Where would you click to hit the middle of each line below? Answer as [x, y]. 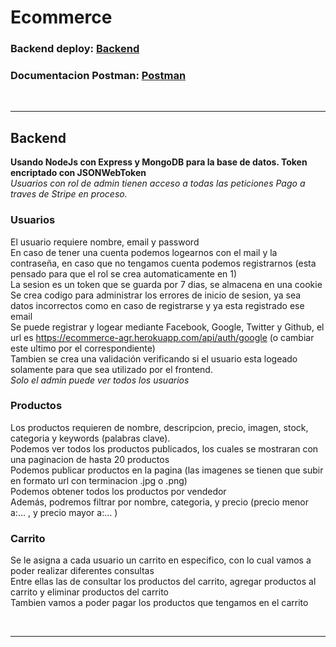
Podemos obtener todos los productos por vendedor [118, 491]
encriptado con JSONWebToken [78, 173]
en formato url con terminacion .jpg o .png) [99, 480]
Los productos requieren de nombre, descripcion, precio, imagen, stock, [159, 427]
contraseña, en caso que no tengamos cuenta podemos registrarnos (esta [163, 263]
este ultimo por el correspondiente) [83, 348]
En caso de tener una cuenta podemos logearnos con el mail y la [144, 252]
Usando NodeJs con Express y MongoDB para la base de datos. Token [159, 162]
